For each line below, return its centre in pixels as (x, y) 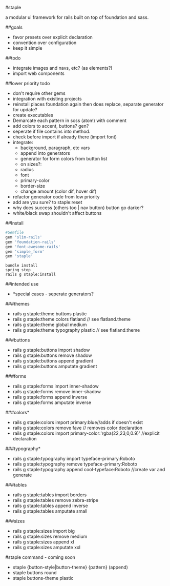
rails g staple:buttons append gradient (53, 361)
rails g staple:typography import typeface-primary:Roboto (74, 459)
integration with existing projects (47, 99)
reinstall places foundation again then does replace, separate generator (88, 104)
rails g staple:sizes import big (44, 531)
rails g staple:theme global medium (50, 325)
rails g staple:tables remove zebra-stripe (56, 500)
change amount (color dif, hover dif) (58, 191)
